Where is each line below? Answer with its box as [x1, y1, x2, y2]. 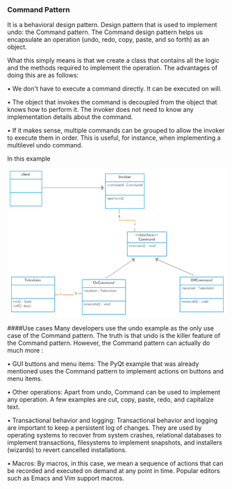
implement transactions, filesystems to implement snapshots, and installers [7, 438, 222, 447]
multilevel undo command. [7, 141, 83, 150]
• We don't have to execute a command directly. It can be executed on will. [7, 85, 222, 93]
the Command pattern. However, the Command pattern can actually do [7, 339, 210, 347]
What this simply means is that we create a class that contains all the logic [7, 56, 220, 65]
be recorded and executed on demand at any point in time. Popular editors [7, 466, 220, 474]
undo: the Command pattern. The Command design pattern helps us [7, 28, 204, 36]
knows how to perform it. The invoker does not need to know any [7, 106, 194, 114]
